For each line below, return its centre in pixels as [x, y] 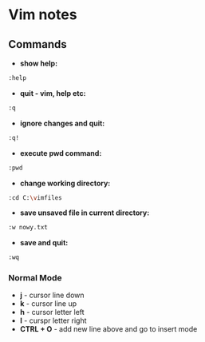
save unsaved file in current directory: [85, 213]
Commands [38, 44]
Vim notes [43, 15]
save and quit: [44, 243]
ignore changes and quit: [62, 123]
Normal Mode [35, 278]
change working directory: [65, 183]
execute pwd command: [61, 153]
